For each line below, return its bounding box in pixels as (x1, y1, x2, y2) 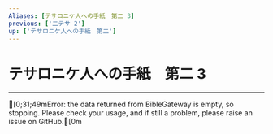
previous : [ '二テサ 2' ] (8, 19, 85, 28)
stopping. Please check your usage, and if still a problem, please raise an (8, 108, 253, 118)
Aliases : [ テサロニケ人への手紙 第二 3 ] (8, 11, 135, 20)
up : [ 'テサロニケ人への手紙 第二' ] (8, 27, 116, 35)
